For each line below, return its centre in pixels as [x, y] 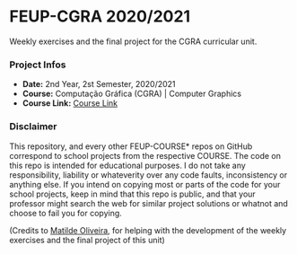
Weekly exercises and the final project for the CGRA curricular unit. [133, 41]
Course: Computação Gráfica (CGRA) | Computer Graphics [132, 94]
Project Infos [38, 65]
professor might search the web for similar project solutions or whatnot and [149, 203]
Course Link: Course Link [70, 103]
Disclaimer [33, 127]
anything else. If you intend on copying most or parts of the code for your [145, 184]
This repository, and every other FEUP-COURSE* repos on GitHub [131, 146]
